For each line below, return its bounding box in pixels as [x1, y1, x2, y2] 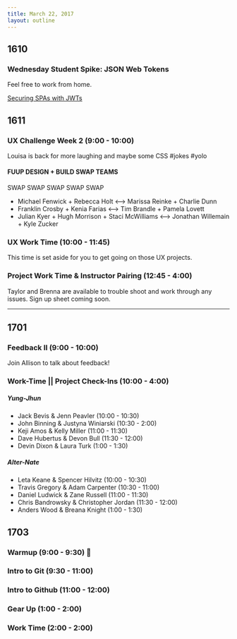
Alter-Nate [7, 458, 40, 466]
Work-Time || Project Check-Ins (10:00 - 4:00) [7, 376, 169, 386]
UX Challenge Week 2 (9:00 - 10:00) [7, 136, 135, 145]
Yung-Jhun [7, 393, 42, 402]
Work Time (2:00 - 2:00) [7, 623, 93, 633]
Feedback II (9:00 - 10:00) [7, 342, 99, 352]
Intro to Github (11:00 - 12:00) [7, 585, 111, 595]
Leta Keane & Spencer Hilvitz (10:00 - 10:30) [17, 476, 147, 484]
